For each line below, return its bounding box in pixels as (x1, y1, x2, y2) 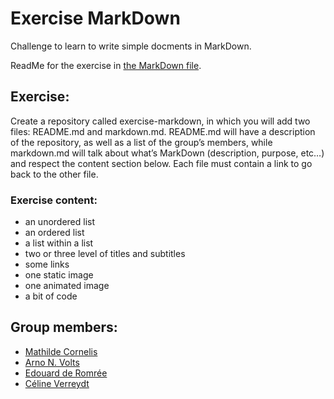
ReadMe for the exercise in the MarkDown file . (10, 59, 202, 71)
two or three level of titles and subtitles (24, 248, 186, 260)
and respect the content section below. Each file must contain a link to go (10, 157, 313, 169)
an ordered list (24, 227, 85, 239)
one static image (24, 269, 94, 281)
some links (24, 258, 70, 271)
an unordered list (24, 216, 96, 228)
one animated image (24, 280, 110, 292)
